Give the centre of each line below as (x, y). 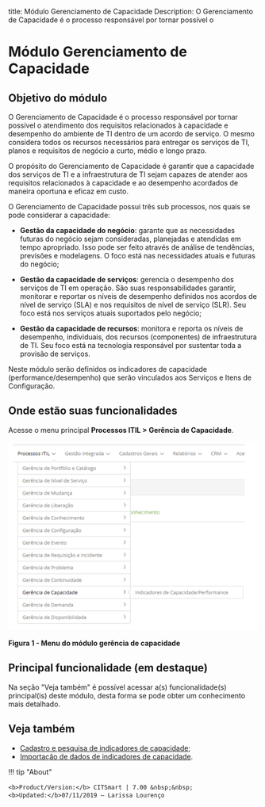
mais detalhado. (35, 704)
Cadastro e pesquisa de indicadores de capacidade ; (105, 748)
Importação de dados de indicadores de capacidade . (106, 756)
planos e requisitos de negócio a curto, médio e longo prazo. (108, 151)
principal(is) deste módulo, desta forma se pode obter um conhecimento (127, 695)
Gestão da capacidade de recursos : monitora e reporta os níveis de (131, 329)
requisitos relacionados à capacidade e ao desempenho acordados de (123, 183)
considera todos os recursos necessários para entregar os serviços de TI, (129, 142)
